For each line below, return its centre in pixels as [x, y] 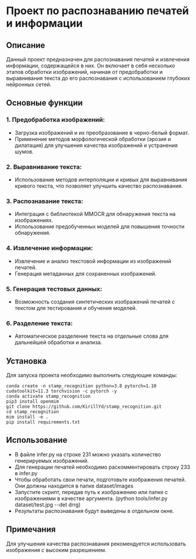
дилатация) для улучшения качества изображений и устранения [96, 145]
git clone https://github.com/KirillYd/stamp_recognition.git [84, 406]
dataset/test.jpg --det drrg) [47, 504]
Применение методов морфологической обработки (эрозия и [93, 139]
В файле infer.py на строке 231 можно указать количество [88, 454]
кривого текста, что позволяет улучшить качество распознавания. [99, 186]
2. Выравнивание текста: [44, 166]
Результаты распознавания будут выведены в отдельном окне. [94, 511]
